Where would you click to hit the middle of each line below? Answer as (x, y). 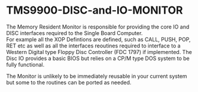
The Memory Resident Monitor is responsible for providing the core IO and (98, 27)
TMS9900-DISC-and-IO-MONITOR (95, 10)
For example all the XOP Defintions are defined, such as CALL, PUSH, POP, (98, 39)
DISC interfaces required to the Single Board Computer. (74, 33)
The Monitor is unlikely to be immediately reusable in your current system (97, 76)
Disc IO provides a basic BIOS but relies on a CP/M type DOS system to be (98, 58)
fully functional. (25, 64)
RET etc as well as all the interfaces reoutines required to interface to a (93, 46)
